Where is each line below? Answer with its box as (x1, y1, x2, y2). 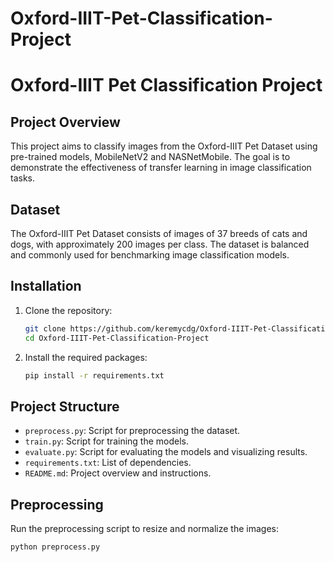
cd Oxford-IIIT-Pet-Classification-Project (24, 333, 210, 343)
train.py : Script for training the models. (24, 435, 190, 447)
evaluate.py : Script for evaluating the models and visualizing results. (24, 446, 308, 458)
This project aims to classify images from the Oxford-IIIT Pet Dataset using (10, 140, 318, 152)
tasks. (10, 172, 36, 184)
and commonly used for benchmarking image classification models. (10, 249, 290, 261)
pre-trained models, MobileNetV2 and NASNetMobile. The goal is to (10, 151, 291, 163)
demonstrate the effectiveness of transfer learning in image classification (10, 162, 312, 174)
